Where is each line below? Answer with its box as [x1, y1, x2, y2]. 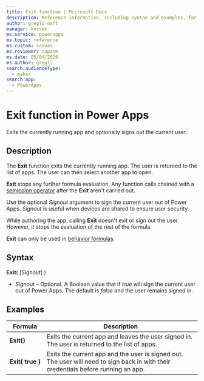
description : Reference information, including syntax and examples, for [6, 15, 197, 21]
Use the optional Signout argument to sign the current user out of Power [6, 198, 187, 206]
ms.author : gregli [6, 59, 53, 66]
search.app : [6, 76, 36, 83]
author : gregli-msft [6, 20, 59, 26]
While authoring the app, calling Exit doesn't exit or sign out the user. [6, 217, 179, 224]
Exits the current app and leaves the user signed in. [46, 332, 193, 341]
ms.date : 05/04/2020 [6, 54, 59, 60]
